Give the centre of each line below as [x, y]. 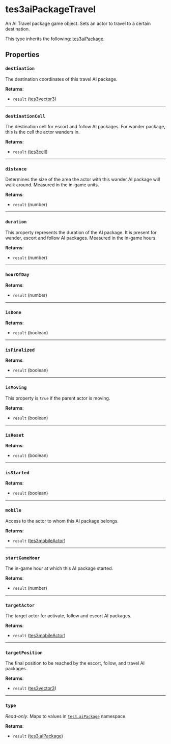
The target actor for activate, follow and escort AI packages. [68, 616]
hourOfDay [17, 275]
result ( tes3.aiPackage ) [38, 736]
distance [16, 169]
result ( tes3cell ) [30, 152]
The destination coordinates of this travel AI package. [62, 79]
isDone [13, 312]
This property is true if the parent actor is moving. [58, 398]
